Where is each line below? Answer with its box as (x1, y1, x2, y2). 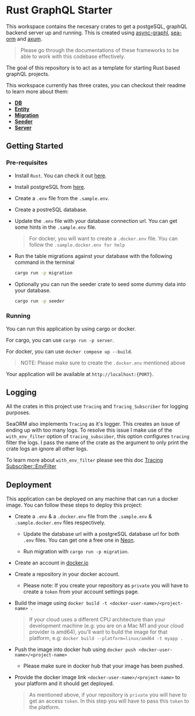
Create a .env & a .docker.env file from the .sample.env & (14, 513, 152, 520)
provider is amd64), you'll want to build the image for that (29, 628, 168, 635)
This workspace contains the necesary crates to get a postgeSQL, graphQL (6, 23, 188, 30)
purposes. (6, 409, 31, 416)
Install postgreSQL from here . (14, 183, 86, 190)
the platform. (29, 704, 60, 711)
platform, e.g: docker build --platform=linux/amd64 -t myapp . (29, 635, 183, 642)
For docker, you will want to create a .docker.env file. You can (29, 235, 178, 242)
